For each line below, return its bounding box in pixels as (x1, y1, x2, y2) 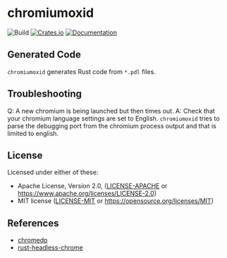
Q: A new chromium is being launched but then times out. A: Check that (7, 106, 215, 115)
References (7, 217, 59, 229)
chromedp (17, 236, 48, 245)
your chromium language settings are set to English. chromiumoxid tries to (7, 114, 220, 123)
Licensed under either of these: (7, 168, 99, 177)
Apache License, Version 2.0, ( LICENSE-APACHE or (17, 182, 168, 190)
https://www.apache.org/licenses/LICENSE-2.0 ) (17, 189, 157, 198)
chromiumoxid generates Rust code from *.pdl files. (7, 67, 157, 75)
